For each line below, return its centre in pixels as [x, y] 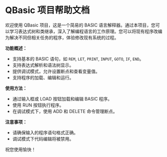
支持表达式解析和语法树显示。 [43, 65]
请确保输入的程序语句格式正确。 [45, 132]
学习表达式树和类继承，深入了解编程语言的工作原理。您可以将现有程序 [81, 31]
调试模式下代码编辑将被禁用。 [43, 138]
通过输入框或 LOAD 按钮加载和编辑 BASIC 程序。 [62, 98]
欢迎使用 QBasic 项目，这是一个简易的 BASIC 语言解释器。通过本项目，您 [81, 25]
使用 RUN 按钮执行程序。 [38, 105]
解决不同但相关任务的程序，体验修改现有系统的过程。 [64, 37]
